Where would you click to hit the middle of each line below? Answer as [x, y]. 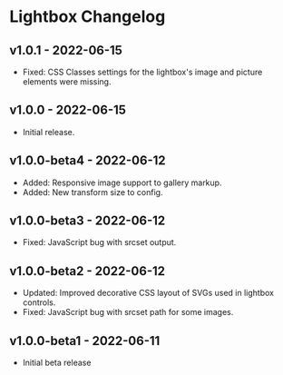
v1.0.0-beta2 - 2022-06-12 [88, 271]
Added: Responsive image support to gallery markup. [122, 183]
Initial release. [49, 132]
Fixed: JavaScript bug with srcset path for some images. [128, 312]
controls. [39, 302]
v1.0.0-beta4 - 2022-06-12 [88, 161]
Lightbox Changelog [88, 17]
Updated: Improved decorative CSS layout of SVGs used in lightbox [148, 293]
